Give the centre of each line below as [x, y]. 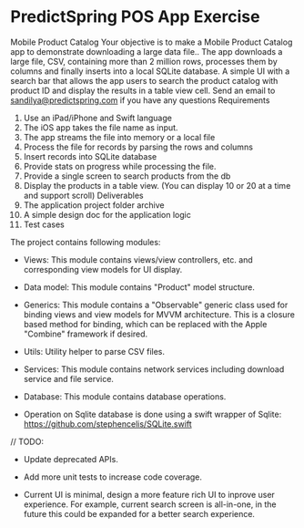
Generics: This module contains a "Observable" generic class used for [156, 305]
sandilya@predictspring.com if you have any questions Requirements [140, 100]
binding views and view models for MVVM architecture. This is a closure [159, 314]
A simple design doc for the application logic [107, 214]
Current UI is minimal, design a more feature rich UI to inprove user [149, 494]
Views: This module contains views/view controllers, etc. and [138, 259]
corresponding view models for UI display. [103, 269]
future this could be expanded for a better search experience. [139, 513]
